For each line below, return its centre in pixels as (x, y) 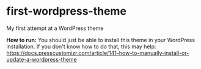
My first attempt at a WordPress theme (55, 28)
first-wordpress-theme (67, 11)
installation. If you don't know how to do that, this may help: (81, 46)
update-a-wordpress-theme (42, 59)
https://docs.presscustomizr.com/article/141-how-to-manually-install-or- (98, 53)
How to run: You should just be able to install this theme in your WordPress (101, 40)
